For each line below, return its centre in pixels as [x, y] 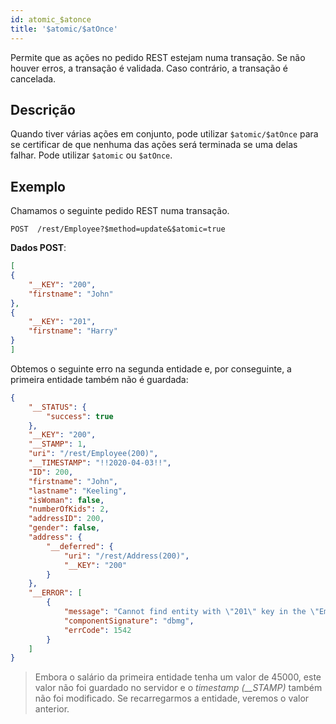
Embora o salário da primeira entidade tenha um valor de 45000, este [178, 677]
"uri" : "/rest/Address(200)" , [126, 556]
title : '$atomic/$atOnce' [64, 29]
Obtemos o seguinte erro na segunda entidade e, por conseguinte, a [151, 368]
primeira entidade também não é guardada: [99, 379]
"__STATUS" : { [57, 407]
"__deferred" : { [80, 546]
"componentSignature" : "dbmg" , [129, 621]
